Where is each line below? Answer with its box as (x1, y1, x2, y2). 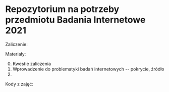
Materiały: (5, 51, 26, 57)
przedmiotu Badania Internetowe (5, 14, 146, 25)
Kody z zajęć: (5, 81, 34, 87)
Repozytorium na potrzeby (5, 3, 120, 15)
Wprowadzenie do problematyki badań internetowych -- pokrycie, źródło (12, 66, 165, 72)
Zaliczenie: (5, 41, 28, 47)
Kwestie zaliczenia (12, 60, 51, 66)
